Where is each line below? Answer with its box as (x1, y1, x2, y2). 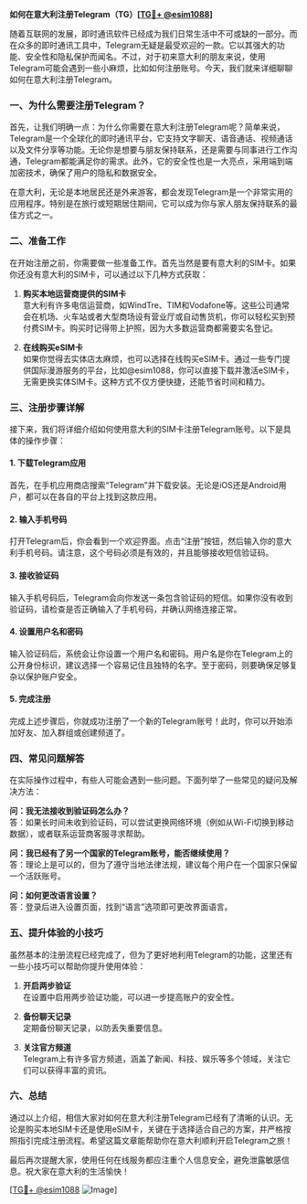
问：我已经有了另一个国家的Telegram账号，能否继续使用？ (9, 847, 230, 858)
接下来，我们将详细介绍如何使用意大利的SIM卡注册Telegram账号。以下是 (9, 423, 284, 434)
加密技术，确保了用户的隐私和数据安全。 (9, 167, 162, 178)
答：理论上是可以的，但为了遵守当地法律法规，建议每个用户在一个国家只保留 (9, 859, 298, 870)
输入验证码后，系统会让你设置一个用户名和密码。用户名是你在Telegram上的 (9, 648, 293, 659)
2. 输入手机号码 (9, 514, 68, 525)
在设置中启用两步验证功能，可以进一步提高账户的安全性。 (22, 991, 239, 1002)
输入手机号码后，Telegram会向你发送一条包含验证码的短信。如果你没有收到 (9, 591, 293, 602)
